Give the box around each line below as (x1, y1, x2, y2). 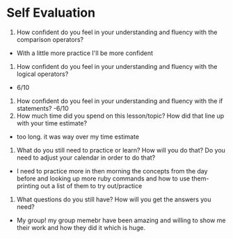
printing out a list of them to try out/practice (16, 181, 143, 190)
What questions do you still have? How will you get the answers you (16, 195, 211, 203)
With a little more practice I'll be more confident (16, 49, 154, 57)
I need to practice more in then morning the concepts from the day (16, 167, 208, 175)
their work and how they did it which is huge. (16, 223, 145, 231)
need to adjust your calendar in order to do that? (16, 153, 156, 162)
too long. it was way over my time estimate (16, 132, 140, 141)
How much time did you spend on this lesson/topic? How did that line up (16, 111, 225, 120)
